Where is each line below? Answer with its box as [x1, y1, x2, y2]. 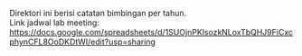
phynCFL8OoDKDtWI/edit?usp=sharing [9, 36, 156, 47]
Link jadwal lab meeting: [9, 17, 99, 28]
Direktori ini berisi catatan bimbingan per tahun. [9, 8, 187, 18]
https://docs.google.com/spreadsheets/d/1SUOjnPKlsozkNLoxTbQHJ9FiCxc [9, 27, 294, 37]
